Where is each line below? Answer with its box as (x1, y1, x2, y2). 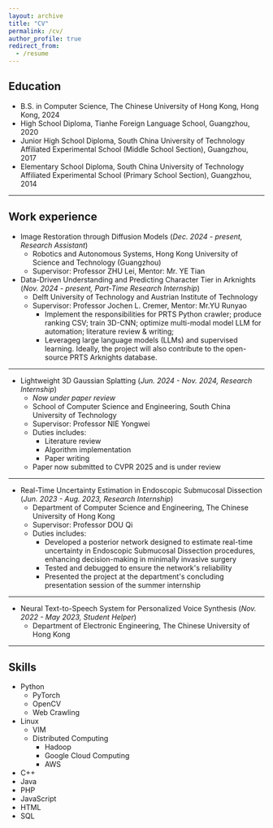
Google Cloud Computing (44, 751, 130, 761)
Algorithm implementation (44, 444, 132, 455)
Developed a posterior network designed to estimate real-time (44, 537, 253, 546)
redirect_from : (8, 42, 60, 50)
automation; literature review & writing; (44, 326, 175, 336)
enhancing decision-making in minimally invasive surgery (44, 554, 237, 564)
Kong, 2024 (19, 110, 60, 119)
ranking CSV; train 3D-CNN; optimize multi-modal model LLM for (44, 317, 262, 327)
